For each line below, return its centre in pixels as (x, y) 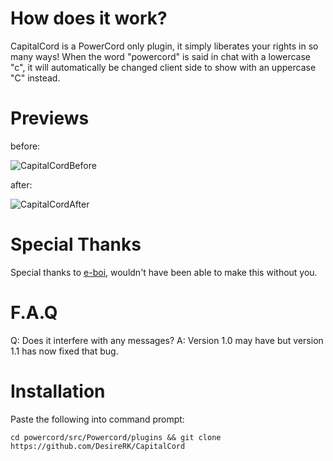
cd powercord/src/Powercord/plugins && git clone (116, 437)
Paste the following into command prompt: (97, 419)
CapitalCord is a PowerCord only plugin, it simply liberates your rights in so (164, 46)
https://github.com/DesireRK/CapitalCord (98, 446)
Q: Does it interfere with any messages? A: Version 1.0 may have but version (167, 340)
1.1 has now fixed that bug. (64, 351)
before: (25, 146)
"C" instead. (35, 78)
